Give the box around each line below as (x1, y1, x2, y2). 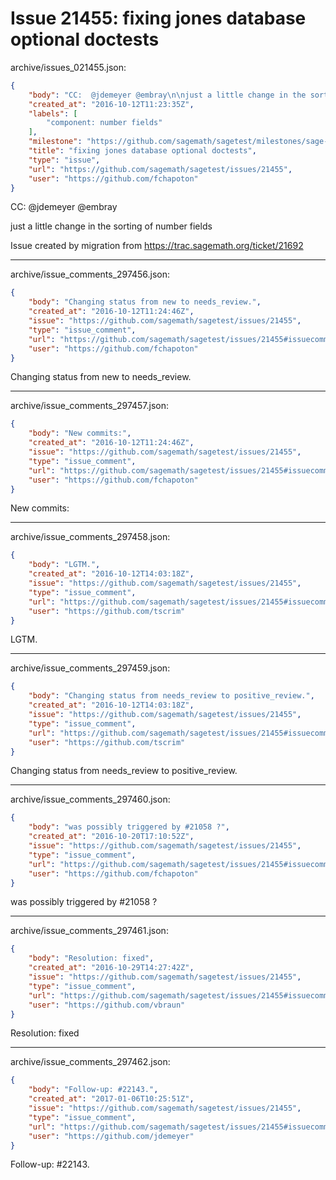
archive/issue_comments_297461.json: (10, 925, 169, 937)
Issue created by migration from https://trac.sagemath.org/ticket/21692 (10, 240, 304, 252)
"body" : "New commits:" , (28, 428, 132, 439)
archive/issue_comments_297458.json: (10, 531, 171, 543)
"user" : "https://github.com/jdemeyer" (28, 1131, 195, 1141)
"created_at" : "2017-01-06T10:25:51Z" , (28, 1094, 195, 1104)
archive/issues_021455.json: (10, 61, 127, 73)
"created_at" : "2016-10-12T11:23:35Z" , (28, 99, 195, 109)
